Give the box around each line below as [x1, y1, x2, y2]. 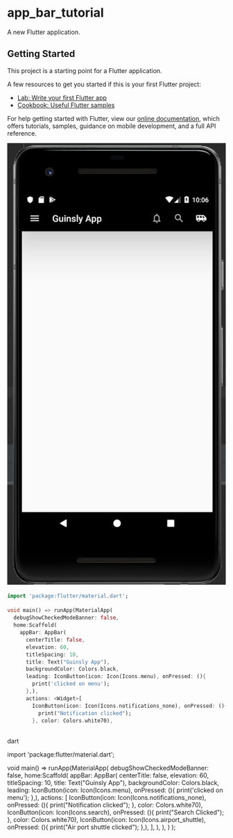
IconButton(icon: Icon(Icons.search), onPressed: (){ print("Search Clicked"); [7, 808, 224, 816]
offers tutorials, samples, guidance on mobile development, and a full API [7, 122, 216, 130]
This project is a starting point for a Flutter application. [7, 66, 162, 74]
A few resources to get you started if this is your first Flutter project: [7, 80, 201, 88]
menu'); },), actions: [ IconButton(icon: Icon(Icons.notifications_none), [7, 793, 207, 802]
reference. [7, 129, 37, 137]
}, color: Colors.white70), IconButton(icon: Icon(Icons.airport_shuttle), [7, 816, 206, 824]
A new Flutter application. [7, 28, 80, 36]
